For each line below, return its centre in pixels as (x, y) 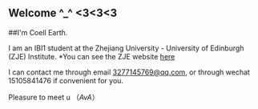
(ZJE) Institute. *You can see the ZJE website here (92, 56)
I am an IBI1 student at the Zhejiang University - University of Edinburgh (126, 48)
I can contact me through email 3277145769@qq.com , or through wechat (129, 72)
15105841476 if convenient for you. (66, 80)
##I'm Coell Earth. (38, 32)
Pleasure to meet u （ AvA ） (54, 97)
